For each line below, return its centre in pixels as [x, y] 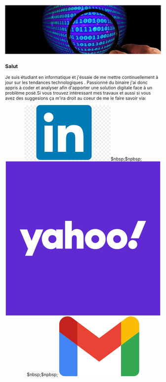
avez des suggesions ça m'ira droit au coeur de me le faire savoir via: [76, 98]
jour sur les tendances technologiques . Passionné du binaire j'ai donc [77, 82]
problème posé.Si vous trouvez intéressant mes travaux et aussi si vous [78, 93]
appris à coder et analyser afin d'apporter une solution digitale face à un [79, 87]
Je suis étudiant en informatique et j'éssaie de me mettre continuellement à [82, 77]
